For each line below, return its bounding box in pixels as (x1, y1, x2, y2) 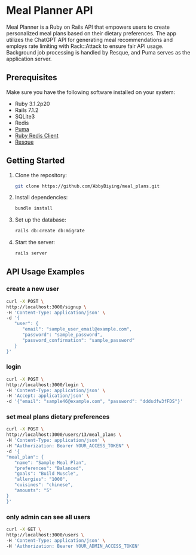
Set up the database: (14, 216, 67, 223)
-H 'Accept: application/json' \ (6, 393, 90, 399)
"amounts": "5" (14, 487, 52, 494)
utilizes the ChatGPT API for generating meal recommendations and (6, 36, 173, 43)
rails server (14, 250, 48, 256)
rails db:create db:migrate (14, 228, 85, 234)
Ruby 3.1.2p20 (14, 100, 50, 107)
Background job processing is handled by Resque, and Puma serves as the (6, 48, 191, 56)
